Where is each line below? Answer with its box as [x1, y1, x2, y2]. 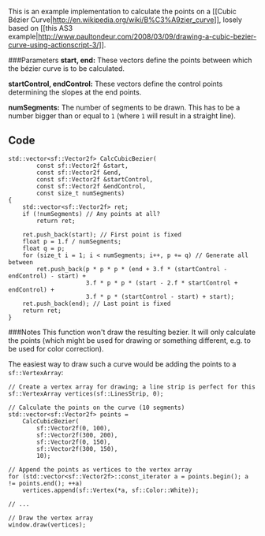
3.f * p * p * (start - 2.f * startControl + [85, 279, 238, 287]
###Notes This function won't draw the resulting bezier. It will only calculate [8, 327, 256, 337]
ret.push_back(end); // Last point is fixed [22, 300, 171, 307]
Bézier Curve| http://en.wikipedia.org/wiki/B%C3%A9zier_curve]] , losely [8, 15, 243, 24]
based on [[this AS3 [8, 24, 73, 32]
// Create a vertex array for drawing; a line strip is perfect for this [8, 382, 256, 391]
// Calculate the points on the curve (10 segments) [8, 404, 185, 411]
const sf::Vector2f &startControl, [36, 175, 154, 184]
